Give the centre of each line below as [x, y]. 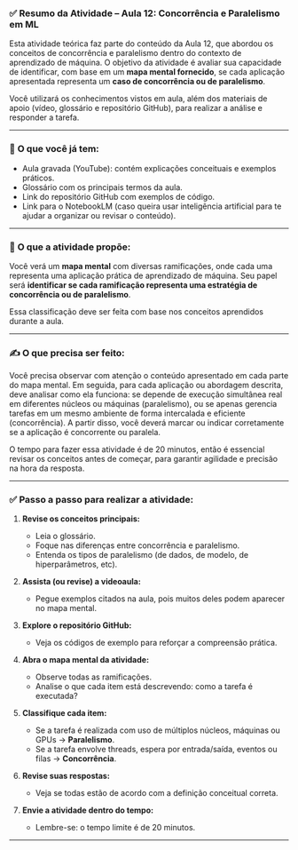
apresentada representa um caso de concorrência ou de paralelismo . [137, 82]
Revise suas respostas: [66, 776]
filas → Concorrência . [76, 759]
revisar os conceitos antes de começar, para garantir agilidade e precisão [143, 459]
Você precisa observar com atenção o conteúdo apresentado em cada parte [149, 376]
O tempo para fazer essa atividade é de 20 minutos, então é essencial [137, 449]
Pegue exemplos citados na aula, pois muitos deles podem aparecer [160, 599]
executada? [56, 696]
